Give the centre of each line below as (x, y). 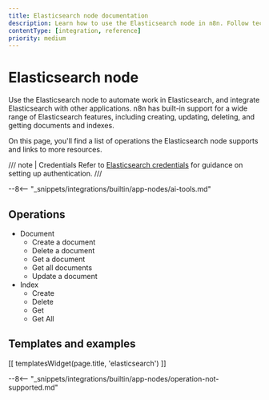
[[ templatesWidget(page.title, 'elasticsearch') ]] (87, 363)
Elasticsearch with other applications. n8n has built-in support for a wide (128, 108)
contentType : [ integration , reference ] (75, 30)
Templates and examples (72, 344)
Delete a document (63, 251)
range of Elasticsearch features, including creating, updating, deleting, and (131, 117)
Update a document (64, 276)
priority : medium (37, 38)
